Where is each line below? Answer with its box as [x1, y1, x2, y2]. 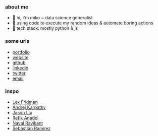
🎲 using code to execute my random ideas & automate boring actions [12, 20, 154, 26]
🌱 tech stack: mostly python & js [12, 25, 78, 31]
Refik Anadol [12, 115, 39, 121]
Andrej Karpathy [12, 104, 46, 110]
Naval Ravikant [12, 120, 43, 126]
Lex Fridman [12, 99, 38, 105]
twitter [12, 70, 26, 76]
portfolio [12, 49, 30, 55]
